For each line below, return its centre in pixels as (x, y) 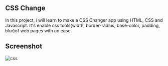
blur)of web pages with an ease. (39, 31)
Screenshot (24, 46)
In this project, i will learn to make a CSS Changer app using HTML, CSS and (84, 20)
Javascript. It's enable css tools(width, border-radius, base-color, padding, (83, 25)
